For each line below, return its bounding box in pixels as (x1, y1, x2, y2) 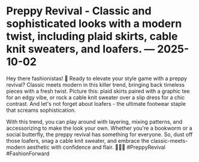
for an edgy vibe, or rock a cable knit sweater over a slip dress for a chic (6, 94, 185, 101)
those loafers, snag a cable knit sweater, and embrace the (6, 137, 150, 144)
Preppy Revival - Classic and (6, 4, 152, 18)
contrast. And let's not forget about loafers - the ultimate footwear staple (6, 100, 186, 107)
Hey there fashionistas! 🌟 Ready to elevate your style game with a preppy (6, 75, 188, 82)
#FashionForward (6, 149, 50, 157)
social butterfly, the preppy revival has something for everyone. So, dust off (6, 130, 193, 138)
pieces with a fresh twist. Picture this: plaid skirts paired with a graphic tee (6, 87, 190, 94)
